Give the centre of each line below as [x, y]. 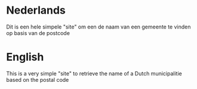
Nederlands [36, 10]
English [25, 57]
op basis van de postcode [38, 33]
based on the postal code [38, 80]
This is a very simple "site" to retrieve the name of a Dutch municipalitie [94, 73]
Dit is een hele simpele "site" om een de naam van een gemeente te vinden [98, 27]
